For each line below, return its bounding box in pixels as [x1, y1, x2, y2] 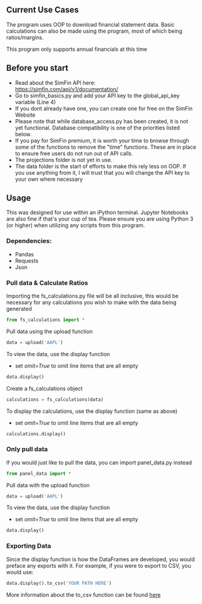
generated [6, 305, 32, 313]
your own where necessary [14, 175, 83, 183]
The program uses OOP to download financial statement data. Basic [6, 21, 175, 28]
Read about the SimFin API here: [14, 79, 96, 86]
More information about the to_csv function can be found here [6, 591, 161, 598]
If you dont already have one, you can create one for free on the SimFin [14, 105, 193, 112]
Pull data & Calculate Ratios [6, 278, 89, 287]
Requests [14, 257, 39, 264]
